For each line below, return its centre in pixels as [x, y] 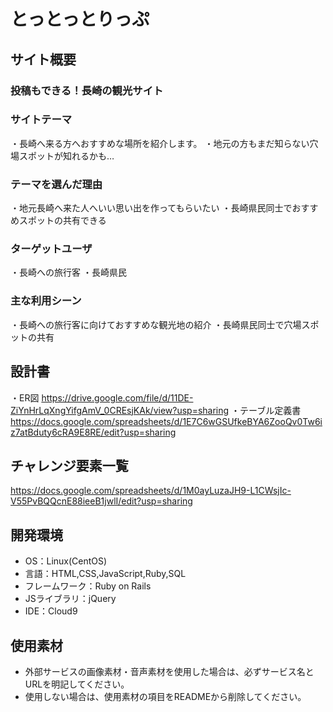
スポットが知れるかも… [66, 156]
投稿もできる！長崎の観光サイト [87, 90]
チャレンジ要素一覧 [69, 465]
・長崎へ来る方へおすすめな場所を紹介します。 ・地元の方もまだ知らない [160, 143]
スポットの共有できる [62, 221]
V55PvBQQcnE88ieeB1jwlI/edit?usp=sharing [101, 501]
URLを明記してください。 [77, 684]
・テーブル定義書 [266, 410]
